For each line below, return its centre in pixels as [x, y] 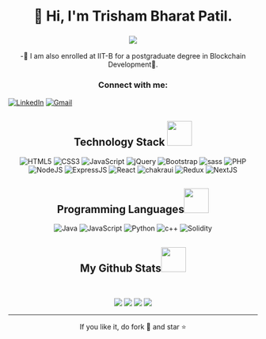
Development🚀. [133, 65]
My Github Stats [121, 268]
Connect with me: [133, 85]
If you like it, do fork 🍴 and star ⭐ [133, 327]
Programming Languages [120, 209]
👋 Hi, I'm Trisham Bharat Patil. [133, 16]
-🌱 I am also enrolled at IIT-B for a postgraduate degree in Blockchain [133, 56]
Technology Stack [120, 142]
